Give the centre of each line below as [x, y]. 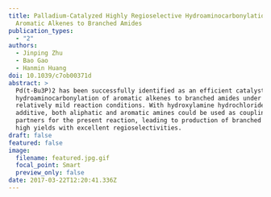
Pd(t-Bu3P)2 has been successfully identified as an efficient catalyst [140, 90]
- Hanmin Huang [41, 68]
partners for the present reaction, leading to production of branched [139, 121]
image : [19, 150]
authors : [23, 46]
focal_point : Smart [48, 166]
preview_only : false [50, 173]
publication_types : [41, 31]
